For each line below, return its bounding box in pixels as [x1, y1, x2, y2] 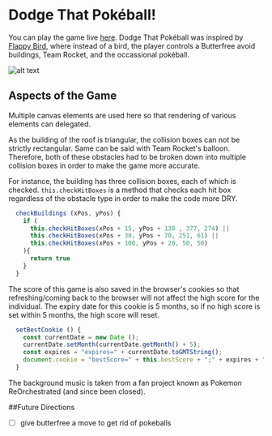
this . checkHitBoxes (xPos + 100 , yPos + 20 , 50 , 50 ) [29, 239, 208, 248]
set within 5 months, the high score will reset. [8, 310, 160, 319]
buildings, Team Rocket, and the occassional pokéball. [8, 49, 190, 59]
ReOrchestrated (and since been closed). [8, 387, 146, 396]
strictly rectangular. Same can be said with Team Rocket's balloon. [8, 143, 231, 153]
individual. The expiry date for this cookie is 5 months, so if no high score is [8, 301, 261, 311]
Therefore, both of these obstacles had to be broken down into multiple [8, 152, 247, 161]
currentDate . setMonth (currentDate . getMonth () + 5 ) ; [23, 340, 201, 349]
